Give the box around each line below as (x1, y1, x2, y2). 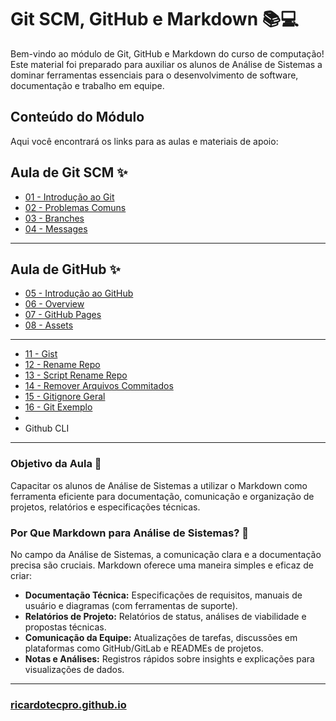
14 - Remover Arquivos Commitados (24, 380, 174, 392)
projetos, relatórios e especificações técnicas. (10, 501, 201, 513)
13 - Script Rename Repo (24, 369, 128, 381)
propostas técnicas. (24, 621, 107, 633)
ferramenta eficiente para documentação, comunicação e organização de (10, 490, 315, 502)
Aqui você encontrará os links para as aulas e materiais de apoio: (10, 135, 279, 147)
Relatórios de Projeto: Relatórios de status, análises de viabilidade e (24, 610, 307, 622)
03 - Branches (24, 212, 85, 224)
